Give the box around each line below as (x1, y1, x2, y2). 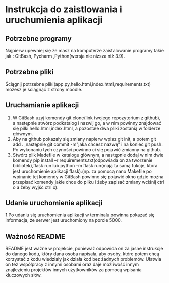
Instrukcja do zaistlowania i (5, 4, 122, 15)
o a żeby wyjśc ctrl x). (12, 184, 59, 190)
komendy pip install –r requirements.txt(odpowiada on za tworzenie (12, 157, 153, 163)
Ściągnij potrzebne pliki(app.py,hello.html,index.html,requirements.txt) (5, 81, 151, 87)
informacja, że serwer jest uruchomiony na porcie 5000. (5, 217, 122, 223)
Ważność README (5, 232, 66, 241)
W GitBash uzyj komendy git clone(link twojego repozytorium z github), (12, 115, 161, 121)
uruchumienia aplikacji (5, 14, 103, 26)
